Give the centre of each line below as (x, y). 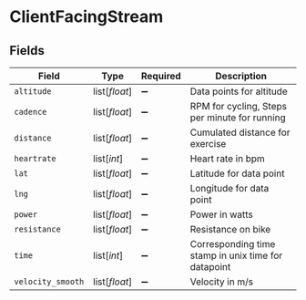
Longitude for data (229, 188)
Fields (27, 51)
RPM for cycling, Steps (238, 106)
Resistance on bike (230, 229)
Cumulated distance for (240, 132)
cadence (31, 112)
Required (161, 76)
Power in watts (221, 214)
